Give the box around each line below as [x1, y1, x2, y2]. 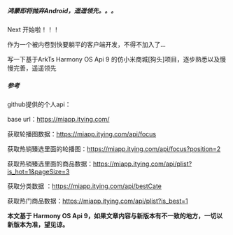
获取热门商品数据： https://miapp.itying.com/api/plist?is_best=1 [7, 197, 188, 205]
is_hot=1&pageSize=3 [7, 167, 70, 176]
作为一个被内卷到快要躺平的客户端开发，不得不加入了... [7, 40, 167, 48]
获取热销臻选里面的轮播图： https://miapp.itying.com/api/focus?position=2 [7, 144, 221, 153]
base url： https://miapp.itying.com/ [7, 115, 110, 123]
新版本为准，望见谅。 [7, 220, 69, 229]
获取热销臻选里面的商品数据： [7, 159, 93, 168]
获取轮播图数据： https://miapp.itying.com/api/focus [7, 129, 157, 138]
